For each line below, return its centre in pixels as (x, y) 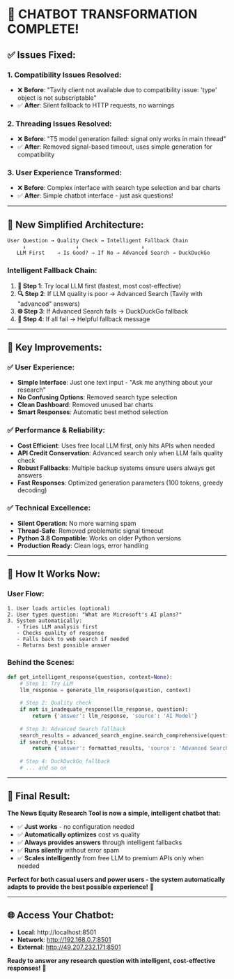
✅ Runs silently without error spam (68, 850)
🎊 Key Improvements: (55, 347)
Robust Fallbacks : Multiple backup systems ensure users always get (116, 468)
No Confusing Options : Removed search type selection (97, 397)
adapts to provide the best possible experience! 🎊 (81, 887)
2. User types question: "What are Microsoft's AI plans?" (95, 614)
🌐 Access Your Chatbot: (61, 915)
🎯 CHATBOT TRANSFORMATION (102, 14)
